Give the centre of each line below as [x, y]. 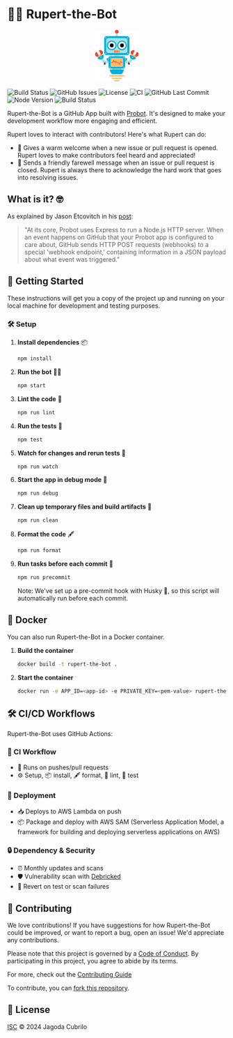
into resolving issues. [48, 178]
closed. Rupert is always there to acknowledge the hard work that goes [119, 170]
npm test [30, 439]
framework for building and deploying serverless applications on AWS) [119, 832]
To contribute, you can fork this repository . [69, 988]
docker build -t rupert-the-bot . [67, 664]
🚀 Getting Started [46, 281]
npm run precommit [44, 578]
